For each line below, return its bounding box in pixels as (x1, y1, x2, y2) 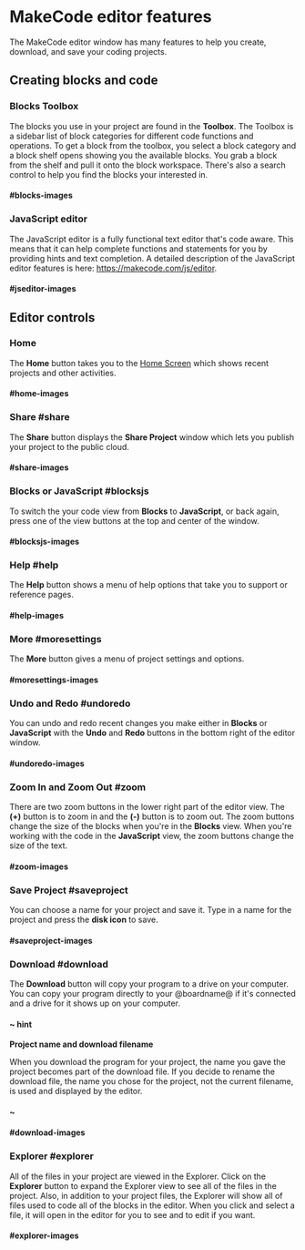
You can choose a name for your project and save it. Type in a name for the (9, 905, 292, 916)
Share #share (9, 411, 70, 424)
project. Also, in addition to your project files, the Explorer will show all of (9, 1190, 283, 1201)
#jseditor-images (9, 283, 76, 294)
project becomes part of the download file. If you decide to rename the (9, 1066, 276, 1077)
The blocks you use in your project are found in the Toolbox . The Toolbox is (9, 120, 294, 131)
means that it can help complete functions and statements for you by (9, 243, 269, 254)
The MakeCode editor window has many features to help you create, (9, 36, 267, 47)
